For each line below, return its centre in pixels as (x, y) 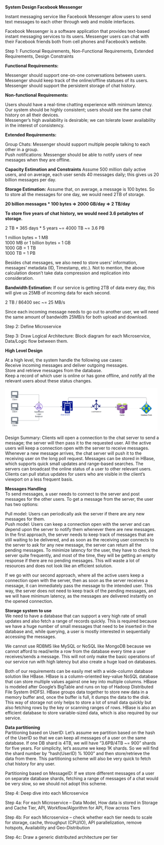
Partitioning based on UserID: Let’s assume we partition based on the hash (80, 733)
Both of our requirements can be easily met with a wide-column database (79, 671)
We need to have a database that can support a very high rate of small (76, 616)
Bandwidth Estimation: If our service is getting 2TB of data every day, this (80, 288)
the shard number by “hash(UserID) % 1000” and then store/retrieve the (77, 754)
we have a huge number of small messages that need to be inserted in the (80, 626)
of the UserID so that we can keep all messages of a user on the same (76, 738)
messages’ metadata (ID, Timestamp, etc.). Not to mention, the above (75, 268)
